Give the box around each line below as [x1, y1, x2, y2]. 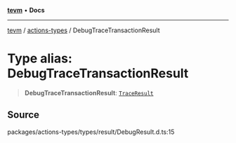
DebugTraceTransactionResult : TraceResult [24, 88, 154, 97]
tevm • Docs [7, 6, 45, 14]
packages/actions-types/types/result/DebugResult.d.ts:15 [7, 128, 175, 136]
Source [7, 109, 40, 121]
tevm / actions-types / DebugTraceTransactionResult [7, 26, 160, 34]
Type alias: [7, 50, 72, 67]
